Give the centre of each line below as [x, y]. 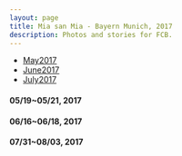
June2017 [41, 70]
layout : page [34, 18]
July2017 [40, 80]
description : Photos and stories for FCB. [91, 34]
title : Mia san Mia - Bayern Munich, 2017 [91, 26]
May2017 [40, 61]
